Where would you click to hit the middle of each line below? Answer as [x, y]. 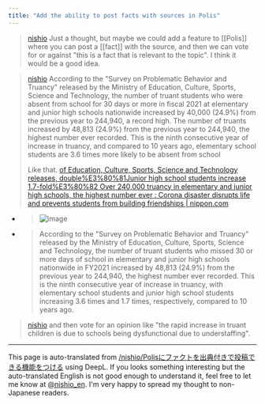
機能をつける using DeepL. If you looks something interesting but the [133, 367]
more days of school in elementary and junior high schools [134, 259]
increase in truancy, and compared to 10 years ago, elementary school [142, 146]
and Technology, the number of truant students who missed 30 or [146, 251]
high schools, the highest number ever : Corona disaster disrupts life [139, 195]
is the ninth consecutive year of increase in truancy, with [131, 284]
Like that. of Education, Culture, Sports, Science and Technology [132, 169]
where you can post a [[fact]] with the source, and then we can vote [138, 46]
